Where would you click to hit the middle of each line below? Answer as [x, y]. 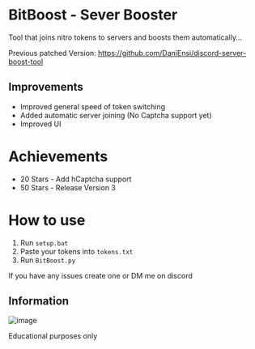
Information [39, 301]
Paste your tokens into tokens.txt [76, 251]
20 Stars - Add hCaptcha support [76, 179]
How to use [47, 220]
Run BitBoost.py [48, 260]
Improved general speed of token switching [93, 106]
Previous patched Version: [52, 53]
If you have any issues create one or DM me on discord [100, 275]
